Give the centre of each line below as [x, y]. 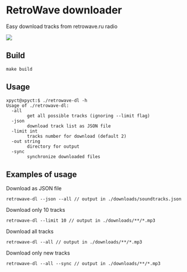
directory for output [53, 147]
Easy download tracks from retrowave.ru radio [62, 26]
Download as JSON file [34, 189]
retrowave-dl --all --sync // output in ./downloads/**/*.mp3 [83, 264]
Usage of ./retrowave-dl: [37, 106]
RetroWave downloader [64, 10]
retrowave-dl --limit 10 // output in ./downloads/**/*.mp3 [81, 221]
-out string [26, 141]
